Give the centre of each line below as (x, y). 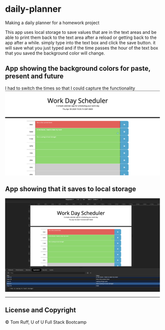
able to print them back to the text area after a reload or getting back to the (81, 37)
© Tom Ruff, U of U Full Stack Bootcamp (46, 322)
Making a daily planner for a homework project (52, 23)
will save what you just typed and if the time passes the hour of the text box (82, 48)
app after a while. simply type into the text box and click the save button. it (80, 42)
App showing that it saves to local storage (71, 189)
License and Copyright (41, 310)
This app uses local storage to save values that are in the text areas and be (81, 32)
